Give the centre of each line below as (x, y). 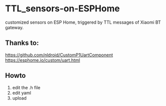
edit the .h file (26, 87)
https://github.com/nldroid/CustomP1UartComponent (59, 55)
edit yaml (21, 93)
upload (20, 98)
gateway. (14, 27)
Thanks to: (22, 43)
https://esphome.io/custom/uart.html (43, 60)
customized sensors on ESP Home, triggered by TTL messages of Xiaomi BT (83, 22)
